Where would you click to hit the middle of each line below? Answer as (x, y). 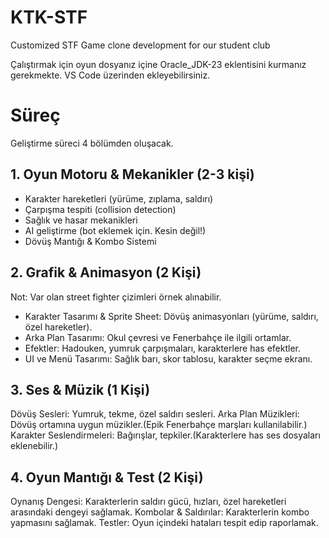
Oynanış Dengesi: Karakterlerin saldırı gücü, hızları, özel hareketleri (148, 502)
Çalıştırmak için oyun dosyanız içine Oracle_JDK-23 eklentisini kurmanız (158, 64)
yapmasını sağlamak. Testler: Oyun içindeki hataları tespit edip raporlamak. (164, 523)
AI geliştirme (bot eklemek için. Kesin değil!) (115, 230)
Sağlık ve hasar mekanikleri (81, 220)
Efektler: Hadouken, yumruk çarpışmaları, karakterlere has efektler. (163, 348)
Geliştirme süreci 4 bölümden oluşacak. (92, 143)
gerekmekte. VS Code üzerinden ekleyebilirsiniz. (110, 75)
